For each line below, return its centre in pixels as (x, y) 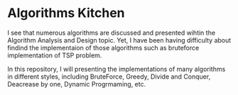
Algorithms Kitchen (66, 13)
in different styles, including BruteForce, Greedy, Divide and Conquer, (109, 77)
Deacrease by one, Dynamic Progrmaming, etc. (77, 84)
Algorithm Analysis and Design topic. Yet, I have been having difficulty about (119, 40)
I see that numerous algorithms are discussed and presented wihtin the (111, 33)
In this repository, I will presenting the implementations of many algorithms (117, 69)
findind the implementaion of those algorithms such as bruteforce (103, 47)
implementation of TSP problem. (55, 55)
